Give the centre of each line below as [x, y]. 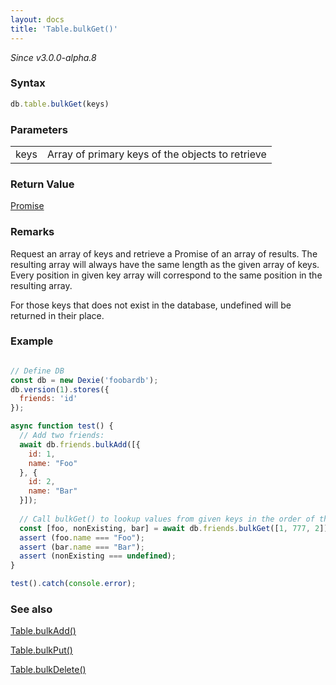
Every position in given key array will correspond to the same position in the [166, 275]
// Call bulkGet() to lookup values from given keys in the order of [167, 519]
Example [32, 341]
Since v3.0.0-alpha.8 [53, 57]
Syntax [28, 83]
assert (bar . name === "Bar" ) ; [82, 547]
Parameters [39, 129]
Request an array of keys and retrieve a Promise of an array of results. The [164, 253]
